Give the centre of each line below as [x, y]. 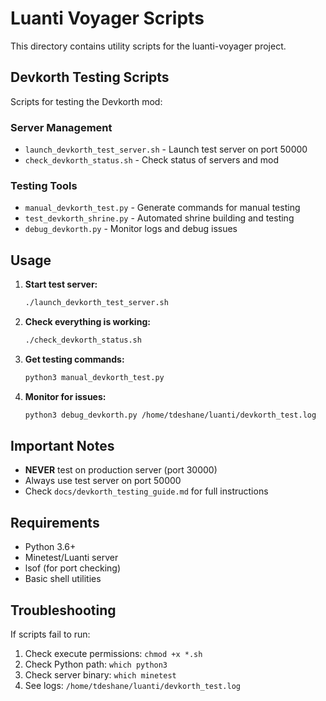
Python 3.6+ [50, 547]
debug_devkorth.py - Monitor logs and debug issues [131, 229]
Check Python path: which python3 [96, 664]
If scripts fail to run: [50, 634]
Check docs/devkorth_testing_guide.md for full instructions [146, 491]
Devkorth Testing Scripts [90, 77]
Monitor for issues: [65, 396]
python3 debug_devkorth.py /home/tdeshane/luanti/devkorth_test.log [170, 415]
